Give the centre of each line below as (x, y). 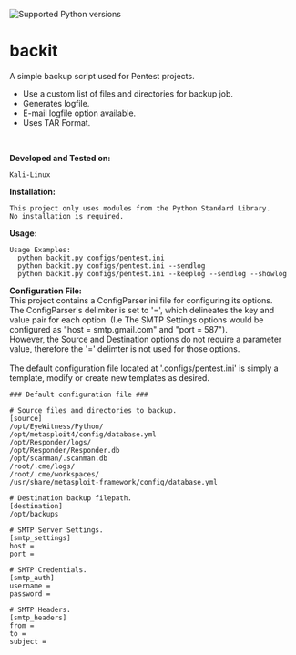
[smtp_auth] (32, 578)
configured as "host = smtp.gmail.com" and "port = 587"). (118, 329)
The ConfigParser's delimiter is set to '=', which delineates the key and (142, 310)
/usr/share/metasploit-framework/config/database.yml (114, 482)
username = (30, 586)
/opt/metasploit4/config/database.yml (83, 434)
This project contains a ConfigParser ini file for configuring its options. (141, 300)
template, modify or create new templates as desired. (109, 377)
